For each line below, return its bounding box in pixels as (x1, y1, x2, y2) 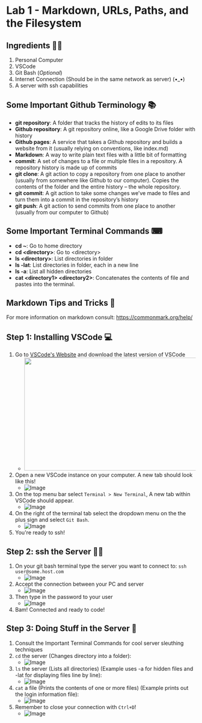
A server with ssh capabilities (14, 82, 88, 89)
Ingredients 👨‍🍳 (6, 40, 63, 51)
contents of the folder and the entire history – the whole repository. (14, 183, 182, 190)
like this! (14, 478, 36, 485)
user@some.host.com (14, 569, 64, 575)
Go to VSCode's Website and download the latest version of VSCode (14, 351, 185, 358)
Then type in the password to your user (14, 594, 113, 601)
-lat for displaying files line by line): (14, 671, 102, 678)
